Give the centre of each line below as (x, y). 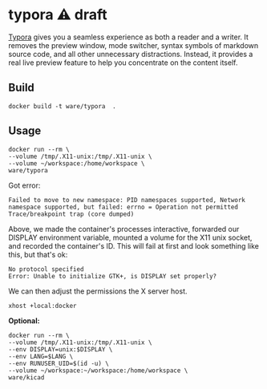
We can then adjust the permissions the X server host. (98, 291)
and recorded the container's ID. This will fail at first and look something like (133, 245)
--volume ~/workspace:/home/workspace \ (77, 163)
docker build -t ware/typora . (62, 106)
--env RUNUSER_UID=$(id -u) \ (59, 363)
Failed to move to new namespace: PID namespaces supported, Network (127, 200)
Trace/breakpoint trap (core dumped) (71, 214)
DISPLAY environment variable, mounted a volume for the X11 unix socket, (130, 237)
